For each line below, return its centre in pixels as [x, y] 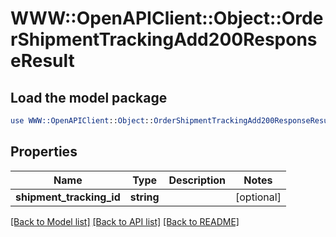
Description [197, 180]
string [144, 197]
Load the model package [89, 97]
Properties [44, 152]
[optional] [258, 197]
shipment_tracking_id [68, 197]
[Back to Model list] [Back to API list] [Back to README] [125, 221]
